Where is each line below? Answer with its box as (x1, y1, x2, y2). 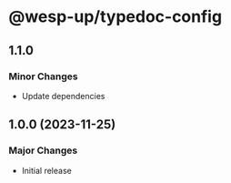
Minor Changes (8, 70, 78, 83)
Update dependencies (21, 90, 105, 101)
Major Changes (8, 144, 78, 157)
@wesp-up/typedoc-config (8, 6, 223, 27)
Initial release (21, 165, 72, 176)
